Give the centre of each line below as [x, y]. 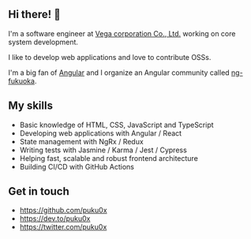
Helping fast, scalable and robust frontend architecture [109, 158]
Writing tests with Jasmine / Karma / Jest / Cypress [103, 150]
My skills [31, 106]
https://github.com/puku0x [64, 211]
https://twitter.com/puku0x [63, 227]
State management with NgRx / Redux [81, 141]
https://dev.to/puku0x [55, 218]
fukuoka [22, 80]
